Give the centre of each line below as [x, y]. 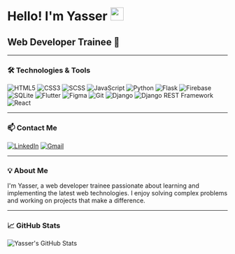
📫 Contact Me [32, 128]
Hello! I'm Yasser [57, 16]
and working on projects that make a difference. [76, 200]
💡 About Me [28, 170]
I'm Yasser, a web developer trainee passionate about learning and [103, 186]
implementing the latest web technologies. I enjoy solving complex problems [117, 193]
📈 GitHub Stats [34, 225]
